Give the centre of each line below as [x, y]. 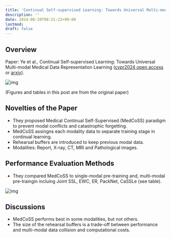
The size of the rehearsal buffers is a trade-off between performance [85, 225]
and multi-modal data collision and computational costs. [72, 230]
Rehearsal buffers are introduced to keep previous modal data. [78, 142]
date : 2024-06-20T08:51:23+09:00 [41, 19]
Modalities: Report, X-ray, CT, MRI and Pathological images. [75, 147]
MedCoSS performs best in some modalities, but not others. [76, 219]
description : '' [22, 15]
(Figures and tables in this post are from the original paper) [67, 92]
